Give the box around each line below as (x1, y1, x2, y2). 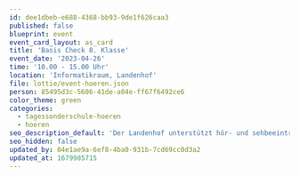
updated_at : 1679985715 (9, 153, 98, 163)
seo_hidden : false (9, 137, 77, 146)
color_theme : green (9, 95, 82, 105)
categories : (9, 104, 53, 113)
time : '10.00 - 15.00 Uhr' (9, 63, 109, 72)
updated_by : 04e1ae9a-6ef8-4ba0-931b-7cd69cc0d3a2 (9, 145, 201, 154)
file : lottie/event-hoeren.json (9, 79, 129, 88)
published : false (9, 21, 74, 30)
